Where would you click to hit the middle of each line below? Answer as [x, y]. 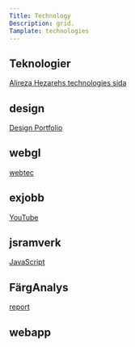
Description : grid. [42, 23]
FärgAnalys [39, 287]
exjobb [27, 198]
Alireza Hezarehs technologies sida [68, 83]
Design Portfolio [36, 128]
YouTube [24, 217]
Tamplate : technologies [49, 31]
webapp [30, 332]
